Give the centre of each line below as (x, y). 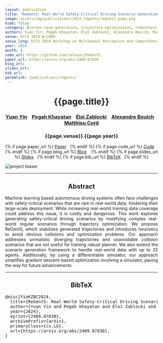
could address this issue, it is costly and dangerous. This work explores (81, 213)
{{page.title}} (81, 102)
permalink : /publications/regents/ (41, 77)
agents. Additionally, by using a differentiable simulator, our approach (81, 255)
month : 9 (14, 50)
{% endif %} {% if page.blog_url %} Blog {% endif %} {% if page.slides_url (81, 152)
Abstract (81, 186)
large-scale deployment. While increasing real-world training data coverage (81, 208)
